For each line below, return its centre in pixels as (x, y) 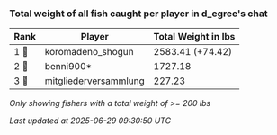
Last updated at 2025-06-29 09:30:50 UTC (90, 121)
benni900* (68, 67)
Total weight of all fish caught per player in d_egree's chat (138, 13)
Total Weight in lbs (194, 37)
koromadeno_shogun (89, 52)
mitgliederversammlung (95, 81)
